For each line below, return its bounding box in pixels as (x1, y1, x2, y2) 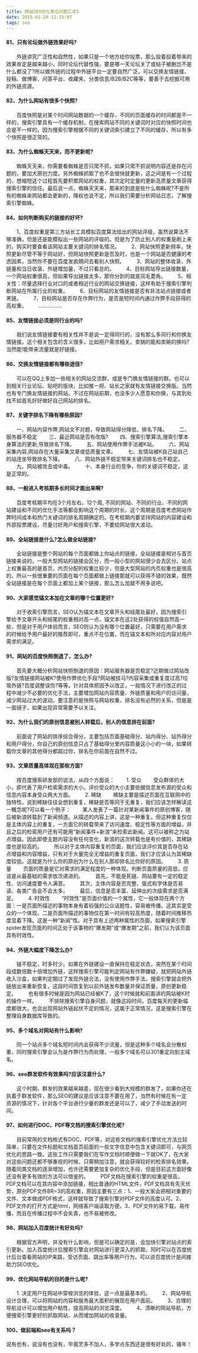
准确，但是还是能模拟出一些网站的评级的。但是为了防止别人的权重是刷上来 (11, 236, 192, 243)
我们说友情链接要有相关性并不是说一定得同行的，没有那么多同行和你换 (16, 331, 187, 338)
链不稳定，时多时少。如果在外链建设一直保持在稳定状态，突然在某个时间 (16, 961, 192, 968)
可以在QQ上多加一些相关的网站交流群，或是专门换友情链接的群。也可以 (16, 375, 190, 382)
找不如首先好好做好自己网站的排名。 (6, 397, 94, 404)
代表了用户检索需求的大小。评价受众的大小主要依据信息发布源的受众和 (21, 784, 192, 791)
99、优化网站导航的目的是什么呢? (6, 1275, 88, 1283)
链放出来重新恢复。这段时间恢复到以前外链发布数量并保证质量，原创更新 (6, 982, 181, 990)
